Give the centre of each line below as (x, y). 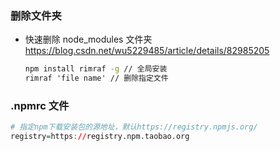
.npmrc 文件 (40, 105)
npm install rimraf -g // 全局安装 (96, 69)
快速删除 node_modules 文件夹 (88, 39)
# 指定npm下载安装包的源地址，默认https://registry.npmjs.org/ (134, 127)
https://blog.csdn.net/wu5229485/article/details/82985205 (147, 51)
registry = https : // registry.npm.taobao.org (100, 137)
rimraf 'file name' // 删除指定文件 (96, 78)
